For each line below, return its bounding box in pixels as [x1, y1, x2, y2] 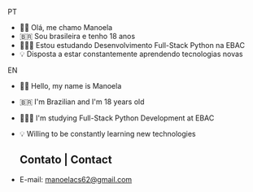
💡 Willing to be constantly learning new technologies [19, 129, 196, 138]
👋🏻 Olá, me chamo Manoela [19, 23, 113, 32]
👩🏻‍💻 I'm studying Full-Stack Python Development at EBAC [19, 113, 215, 123]
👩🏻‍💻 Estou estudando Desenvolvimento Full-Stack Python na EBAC [19, 41, 246, 50]
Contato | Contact [19, 153, 112, 167]
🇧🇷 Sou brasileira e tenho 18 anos [19, 32, 136, 41]
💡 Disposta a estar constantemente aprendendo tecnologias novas [19, 49, 243, 59]
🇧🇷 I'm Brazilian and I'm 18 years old [19, 97, 145, 107]
